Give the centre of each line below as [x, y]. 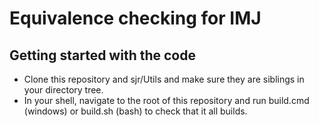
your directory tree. [63, 90]
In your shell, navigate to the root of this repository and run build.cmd [166, 100]
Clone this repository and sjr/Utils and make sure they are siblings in [164, 79]
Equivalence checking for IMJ [135, 18]
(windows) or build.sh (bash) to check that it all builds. [135, 111]
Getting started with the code [102, 55]
